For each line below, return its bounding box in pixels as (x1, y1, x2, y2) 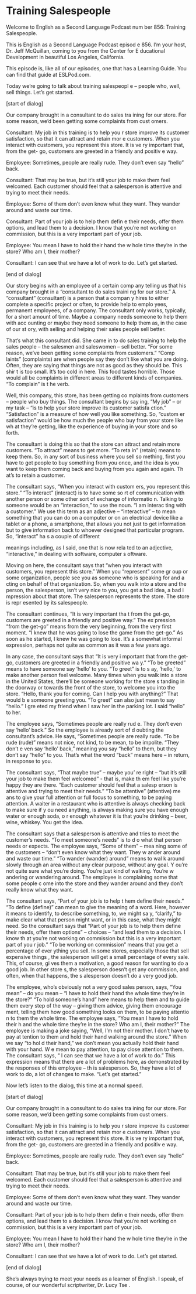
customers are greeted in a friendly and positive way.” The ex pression (6, 616, 176, 623)
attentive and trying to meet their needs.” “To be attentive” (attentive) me (6, 787, 181, 794)
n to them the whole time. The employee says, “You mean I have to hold (6, 1015, 178, 1022)
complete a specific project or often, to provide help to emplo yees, (6, 301, 168, 308)
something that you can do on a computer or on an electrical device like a (6, 514, 183, 521)
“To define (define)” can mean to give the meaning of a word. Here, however (6, 903, 190, 910)
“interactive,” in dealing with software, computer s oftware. (6, 550, 148, 557)
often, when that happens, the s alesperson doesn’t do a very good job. (6, 972, 178, 979)
